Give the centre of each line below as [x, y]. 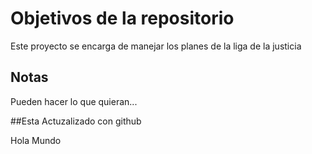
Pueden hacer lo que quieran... [74, 101]
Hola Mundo [36, 140]
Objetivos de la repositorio [122, 18]
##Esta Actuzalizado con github [76, 121]
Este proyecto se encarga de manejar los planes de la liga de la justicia [156, 46]
